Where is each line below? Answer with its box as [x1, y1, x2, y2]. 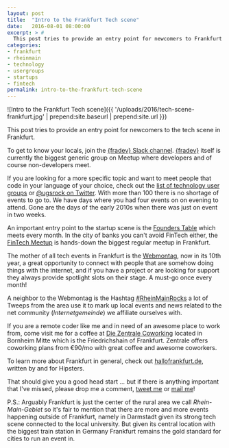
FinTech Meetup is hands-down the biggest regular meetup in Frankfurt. [7, 238, 211, 247]
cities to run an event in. [7, 434, 75, 443]
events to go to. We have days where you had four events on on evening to [7, 196, 219, 204]
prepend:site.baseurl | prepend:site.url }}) [49, 112, 167, 121]
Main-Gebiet [7, 406, 43, 414]
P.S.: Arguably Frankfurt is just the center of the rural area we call [7, 398, 192, 406]
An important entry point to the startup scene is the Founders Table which [7, 224, 216, 232]
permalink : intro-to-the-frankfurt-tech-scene [7, 86, 143, 93]
